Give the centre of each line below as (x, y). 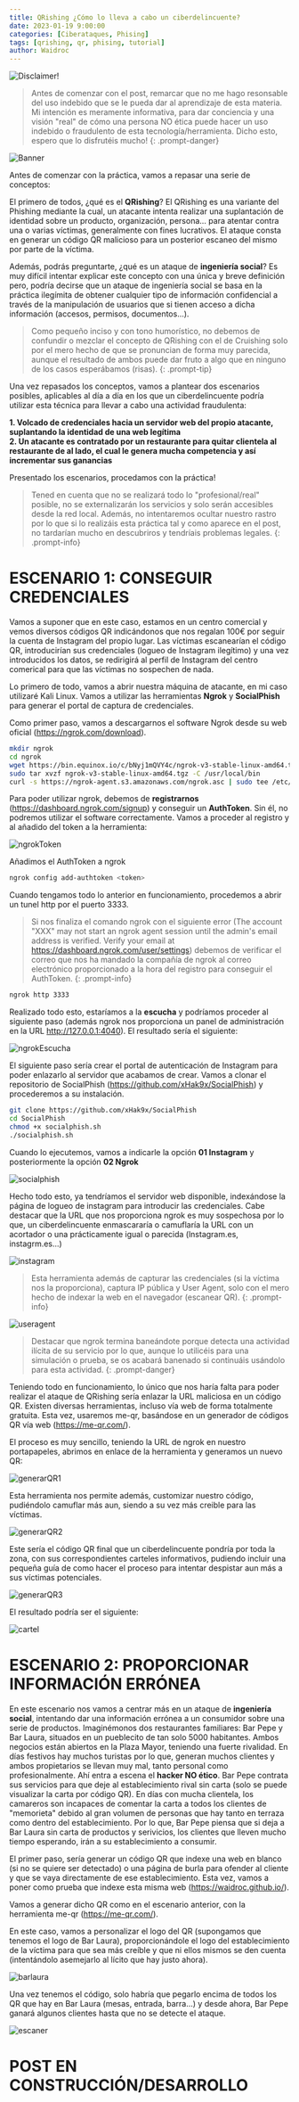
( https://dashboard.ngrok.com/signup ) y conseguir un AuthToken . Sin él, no (149, 809)
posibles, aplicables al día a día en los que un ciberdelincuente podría (137, 396)
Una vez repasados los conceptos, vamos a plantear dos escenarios (134, 386)
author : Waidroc (39, 51)
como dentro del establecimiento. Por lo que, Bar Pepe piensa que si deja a (147, 1822)
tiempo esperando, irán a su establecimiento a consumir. (113, 1841)
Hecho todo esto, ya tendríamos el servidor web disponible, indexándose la (148, 1196)
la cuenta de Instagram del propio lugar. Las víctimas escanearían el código (148, 641)
